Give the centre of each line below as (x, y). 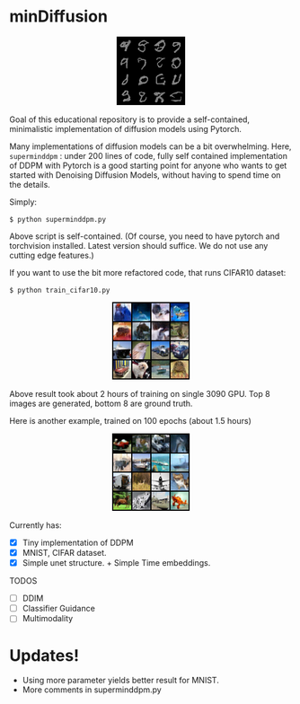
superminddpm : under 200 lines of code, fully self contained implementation (148, 155)
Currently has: (35, 525)
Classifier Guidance (59, 609)
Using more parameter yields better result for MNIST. (121, 681)
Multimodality (48, 619)
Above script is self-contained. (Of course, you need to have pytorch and (145, 236)
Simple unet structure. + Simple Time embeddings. (116, 563)
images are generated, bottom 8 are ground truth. (101, 403)
